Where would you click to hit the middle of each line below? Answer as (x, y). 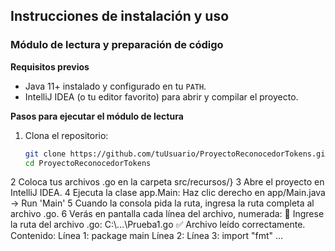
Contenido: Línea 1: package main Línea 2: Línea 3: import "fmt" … (147, 236)
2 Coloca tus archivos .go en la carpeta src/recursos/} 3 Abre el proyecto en (167, 182)
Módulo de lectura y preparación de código (117, 45)
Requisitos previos (50, 66)
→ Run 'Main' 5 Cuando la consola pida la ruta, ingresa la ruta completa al (162, 203)
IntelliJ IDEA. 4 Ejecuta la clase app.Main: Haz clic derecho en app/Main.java (168, 193)
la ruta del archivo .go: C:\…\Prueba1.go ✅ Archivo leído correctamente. (158, 225)
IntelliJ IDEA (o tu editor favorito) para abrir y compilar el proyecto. (161, 96)
